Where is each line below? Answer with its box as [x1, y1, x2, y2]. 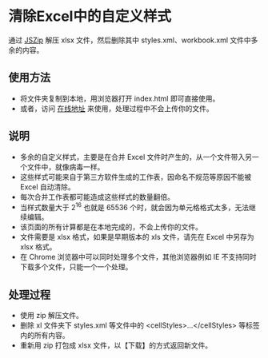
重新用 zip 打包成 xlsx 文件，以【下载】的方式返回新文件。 [19, 340, 213, 350]
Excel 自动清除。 [19, 181, 76, 192]
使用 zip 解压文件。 [19, 311, 84, 320]
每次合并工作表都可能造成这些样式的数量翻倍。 [19, 192, 174, 201]
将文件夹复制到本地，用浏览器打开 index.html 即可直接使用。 [19, 93, 220, 103]
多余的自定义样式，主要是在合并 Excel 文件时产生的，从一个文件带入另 [19, 152, 252, 161]
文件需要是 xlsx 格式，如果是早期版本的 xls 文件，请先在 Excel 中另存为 [19, 233, 254, 242]
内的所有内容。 [19, 331, 70, 340]
